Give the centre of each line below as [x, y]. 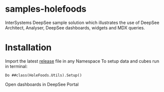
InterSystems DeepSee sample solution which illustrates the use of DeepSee [82, 23]
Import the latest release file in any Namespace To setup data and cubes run [82, 61]
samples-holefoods [46, 9]
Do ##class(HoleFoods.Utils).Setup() [44, 75]
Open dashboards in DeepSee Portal [42, 84]
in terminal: [16, 66]
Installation [28, 48]
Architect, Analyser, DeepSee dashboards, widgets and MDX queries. [75, 27]
